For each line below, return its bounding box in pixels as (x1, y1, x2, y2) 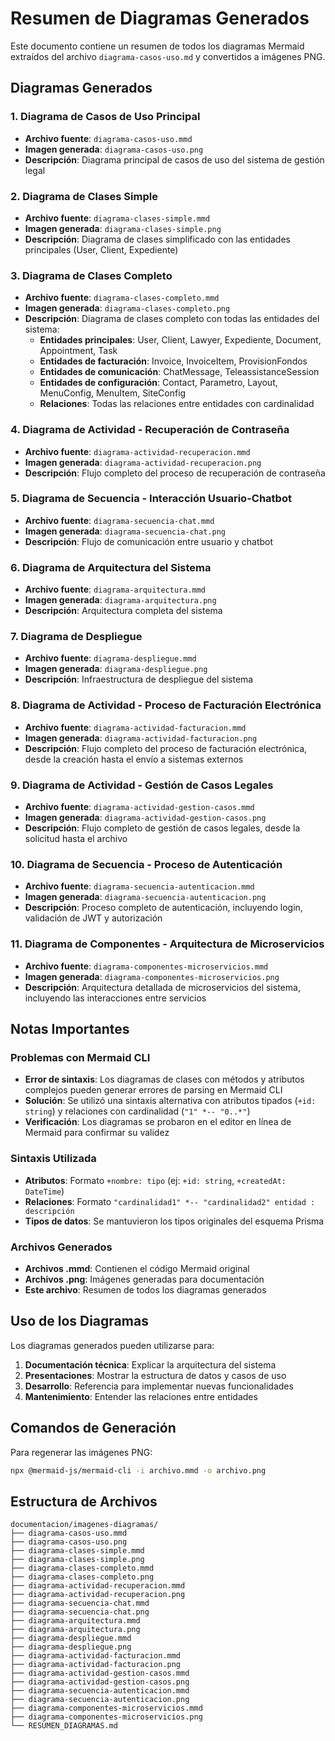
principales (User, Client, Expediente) (24, 243, 179, 256)
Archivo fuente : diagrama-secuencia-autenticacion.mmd (24, 880, 255, 892)
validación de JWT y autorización (24, 912, 163, 924)
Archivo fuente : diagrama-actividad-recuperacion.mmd (24, 445, 251, 457)
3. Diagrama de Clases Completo (10, 268, 173, 282)
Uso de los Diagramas (10, 1313, 149, 1330)
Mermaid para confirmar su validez (24, 1127, 170, 1139)
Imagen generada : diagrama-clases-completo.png (24, 302, 231, 314)
